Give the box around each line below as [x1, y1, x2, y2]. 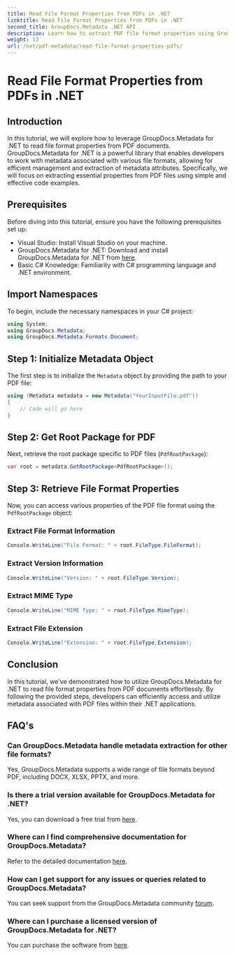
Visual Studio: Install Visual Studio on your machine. [17, 238, 167, 247]
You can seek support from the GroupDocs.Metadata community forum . [7, 899, 215, 908]
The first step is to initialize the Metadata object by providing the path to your [7, 371, 227, 380]
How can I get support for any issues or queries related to [7, 874, 206, 884]
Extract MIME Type [7, 591, 73, 601]
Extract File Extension [7, 623, 83, 633]
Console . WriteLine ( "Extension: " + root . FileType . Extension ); [7, 639, 192, 646]
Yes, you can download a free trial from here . [7, 815, 138, 823]
